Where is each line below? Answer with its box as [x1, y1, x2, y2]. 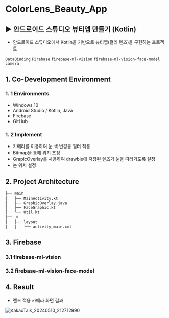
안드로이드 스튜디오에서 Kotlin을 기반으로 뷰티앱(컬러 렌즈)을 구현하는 [12, 39, 151, 45]
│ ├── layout [5, 219, 38, 225]
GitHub [12, 118, 28, 124]
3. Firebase [5, 238, 42, 247]
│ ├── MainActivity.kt [5, 195, 58, 201]
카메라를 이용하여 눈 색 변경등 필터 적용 [12, 143, 91, 149]
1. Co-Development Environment [5, 75, 111, 84]
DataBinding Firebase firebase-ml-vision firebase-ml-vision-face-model [5, 57, 160, 62]
